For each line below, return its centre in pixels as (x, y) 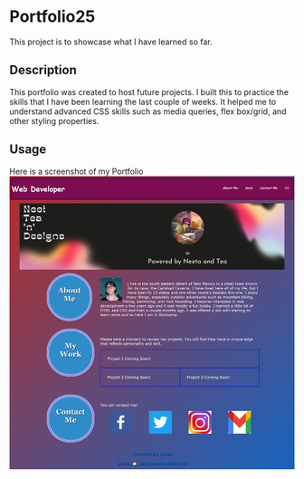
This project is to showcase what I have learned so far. (111, 42)
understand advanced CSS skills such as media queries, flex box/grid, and (148, 111)
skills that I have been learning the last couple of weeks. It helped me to (143, 101)
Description (43, 70)
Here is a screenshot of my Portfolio (76, 171)
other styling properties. (54, 120)
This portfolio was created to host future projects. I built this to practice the (149, 91)
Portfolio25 (52, 17)
